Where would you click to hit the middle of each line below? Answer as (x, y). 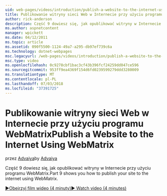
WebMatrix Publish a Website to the (80, 134)
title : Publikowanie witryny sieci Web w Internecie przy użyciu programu (84, 14)
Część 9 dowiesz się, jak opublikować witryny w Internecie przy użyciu (78, 168)
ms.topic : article (24, 42)
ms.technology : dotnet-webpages (39, 51)
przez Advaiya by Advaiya (31, 158)
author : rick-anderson (29, 19)
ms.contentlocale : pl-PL (31, 79)
